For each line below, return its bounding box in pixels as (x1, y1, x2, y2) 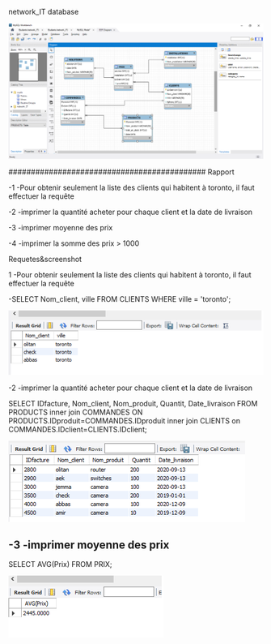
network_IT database (8, 7, 79, 16)
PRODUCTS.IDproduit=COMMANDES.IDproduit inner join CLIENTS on (8, 416, 241, 426)
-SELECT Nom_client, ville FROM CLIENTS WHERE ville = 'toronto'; (8, 294, 231, 304)
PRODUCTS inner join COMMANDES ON (8, 407, 143, 417)
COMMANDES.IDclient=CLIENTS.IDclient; (8, 425, 147, 435)
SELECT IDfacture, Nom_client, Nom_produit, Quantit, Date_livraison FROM (8, 399, 258, 409)
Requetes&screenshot (8, 255, 83, 264)
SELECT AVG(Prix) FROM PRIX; (8, 560, 112, 569)
